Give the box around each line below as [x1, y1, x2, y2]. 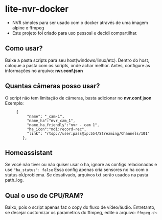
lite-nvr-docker [5, 3, 69, 15]
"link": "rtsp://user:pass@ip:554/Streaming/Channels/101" [26, 131, 150, 136]
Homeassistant [5, 148, 53, 157]
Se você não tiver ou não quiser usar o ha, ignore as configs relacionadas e [5, 162, 158, 168]
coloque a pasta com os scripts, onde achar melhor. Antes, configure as [5, 62, 150, 68]
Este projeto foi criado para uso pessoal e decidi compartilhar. [12, 30, 138, 36]
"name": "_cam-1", [26, 114, 65, 119]
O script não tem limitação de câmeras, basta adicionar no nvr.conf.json [5, 95, 152, 101]
